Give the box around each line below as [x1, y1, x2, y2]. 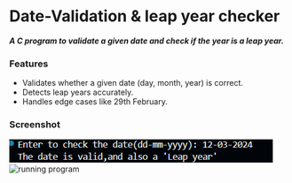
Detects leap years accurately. [21, 87, 134, 98]
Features [9, 57, 49, 70]
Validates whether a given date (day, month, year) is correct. [21, 78, 244, 88]
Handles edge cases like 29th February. [21, 96, 169, 107]
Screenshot [9, 118, 60, 131]
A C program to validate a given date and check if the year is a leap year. [9, 35, 284, 46]
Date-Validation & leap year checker [9, 6, 280, 27]
